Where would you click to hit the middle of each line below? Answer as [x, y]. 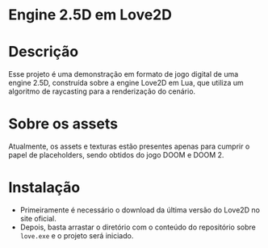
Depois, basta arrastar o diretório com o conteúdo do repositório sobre [138, 227]
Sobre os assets [63, 124]
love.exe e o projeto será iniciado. [77, 235]
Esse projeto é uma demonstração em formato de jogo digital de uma [124, 74]
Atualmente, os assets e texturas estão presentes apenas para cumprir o [129, 146]
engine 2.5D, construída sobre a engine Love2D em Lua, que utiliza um [126, 83]
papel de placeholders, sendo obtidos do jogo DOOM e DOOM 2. [116, 155]
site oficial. [38, 219]
